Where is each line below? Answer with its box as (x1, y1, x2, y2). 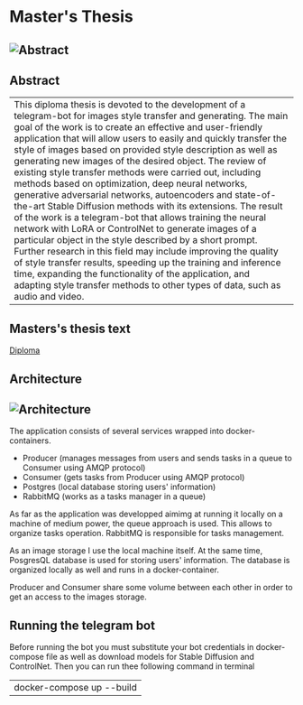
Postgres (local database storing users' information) (22, 481, 216, 493)
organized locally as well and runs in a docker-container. (9, 564, 219, 575)
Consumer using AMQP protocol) (22, 462, 146, 473)
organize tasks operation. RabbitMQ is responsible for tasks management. (9, 528, 285, 539)
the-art (14, 200, 45, 213)
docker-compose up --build (14, 682, 137, 694)
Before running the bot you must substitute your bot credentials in (9, 642, 254, 653)
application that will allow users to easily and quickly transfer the (14, 133, 287, 145)
